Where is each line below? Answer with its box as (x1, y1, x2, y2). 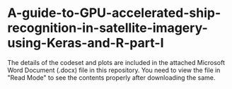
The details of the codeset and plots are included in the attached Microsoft (7, 58, 225, 66)
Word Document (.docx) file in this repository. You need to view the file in (7, 66, 221, 74)
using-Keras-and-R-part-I (7, 35, 164, 51)
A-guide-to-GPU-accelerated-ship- (7, 5, 221, 21)
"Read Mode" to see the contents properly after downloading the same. (7, 73, 216, 82)
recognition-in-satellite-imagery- (7, 20, 208, 36)
